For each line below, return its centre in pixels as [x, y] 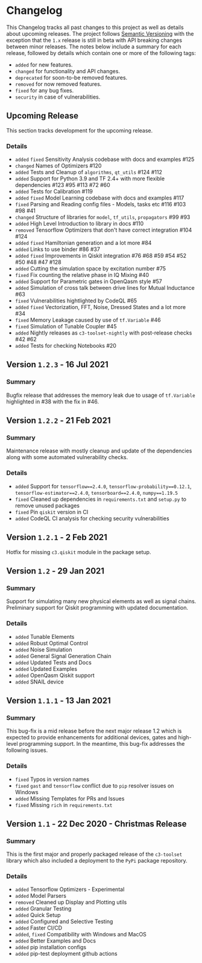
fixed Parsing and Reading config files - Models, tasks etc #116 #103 [100, 204]
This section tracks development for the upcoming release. [80, 130]
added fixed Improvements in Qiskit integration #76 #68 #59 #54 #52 [101, 256]
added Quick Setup [38, 915]
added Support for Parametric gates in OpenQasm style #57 [88, 281]
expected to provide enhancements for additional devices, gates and [92, 737]
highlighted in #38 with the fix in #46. [53, 401]
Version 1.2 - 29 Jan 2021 [55, 571]
